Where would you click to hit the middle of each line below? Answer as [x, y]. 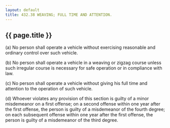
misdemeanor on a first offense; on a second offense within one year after [83, 104]
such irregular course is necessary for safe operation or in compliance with [84, 68]
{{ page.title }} [29, 35]
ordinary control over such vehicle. [42, 53]
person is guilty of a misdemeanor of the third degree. [62, 120]
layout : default [22, 10]
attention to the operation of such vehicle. [49, 89]
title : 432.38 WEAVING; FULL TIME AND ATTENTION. [59, 15]
